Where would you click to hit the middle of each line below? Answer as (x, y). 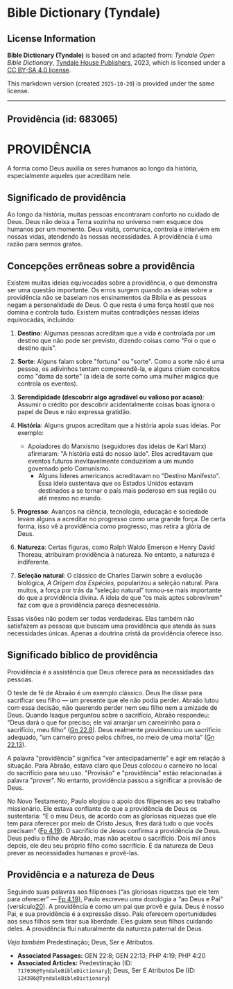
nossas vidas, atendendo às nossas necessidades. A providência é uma (110, 237)
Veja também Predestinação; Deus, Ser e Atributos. (81, 942)
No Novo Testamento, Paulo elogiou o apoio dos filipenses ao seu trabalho (114, 801)
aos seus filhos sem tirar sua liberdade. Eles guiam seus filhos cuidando (110, 921)
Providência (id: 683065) (62, 119)
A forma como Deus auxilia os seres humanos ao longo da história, (103, 168)
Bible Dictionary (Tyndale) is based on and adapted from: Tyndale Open (111, 55)
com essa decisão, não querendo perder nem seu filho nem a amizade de (112, 707)
